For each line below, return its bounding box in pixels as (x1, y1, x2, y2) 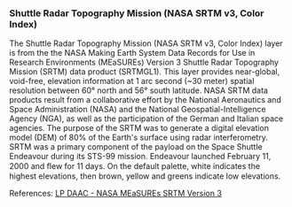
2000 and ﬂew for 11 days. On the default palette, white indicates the (9, 161, 260, 172)
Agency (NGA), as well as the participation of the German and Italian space (9, 113, 284, 124)
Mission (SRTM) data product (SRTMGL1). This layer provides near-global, (9, 66, 280, 77)
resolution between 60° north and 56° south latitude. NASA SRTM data (9, 85, 269, 96)
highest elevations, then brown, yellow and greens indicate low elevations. (9, 171, 281, 181)
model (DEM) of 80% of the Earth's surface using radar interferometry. (9, 132, 268, 143)
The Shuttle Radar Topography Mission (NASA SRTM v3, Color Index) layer (9, 38, 283, 49)
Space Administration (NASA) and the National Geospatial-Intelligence (9, 104, 266, 115)
